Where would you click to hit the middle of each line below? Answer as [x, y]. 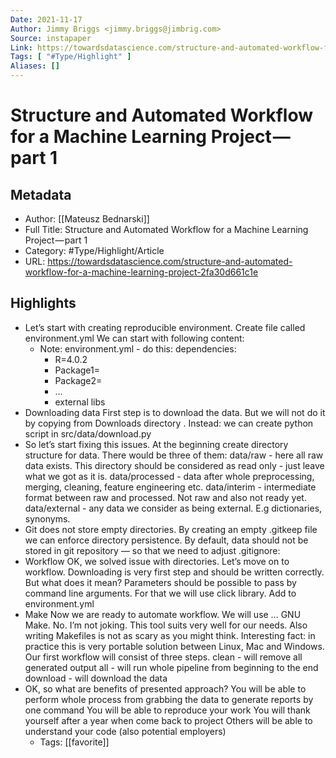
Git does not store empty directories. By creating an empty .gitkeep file [171, 529]
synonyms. [47, 518]
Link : [21, 47]
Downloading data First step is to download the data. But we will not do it [175, 412]
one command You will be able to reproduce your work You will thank [167, 710]
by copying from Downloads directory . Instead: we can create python [169, 423]
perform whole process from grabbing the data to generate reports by [169, 699]
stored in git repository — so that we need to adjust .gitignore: [152, 550]
